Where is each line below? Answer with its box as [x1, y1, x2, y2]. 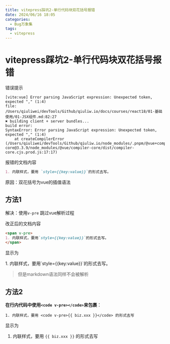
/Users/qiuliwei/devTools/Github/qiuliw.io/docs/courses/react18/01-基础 [5, 109, 163, 114]
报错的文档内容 [5, 159, 36, 165]
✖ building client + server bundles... [5, 118, 90, 124]
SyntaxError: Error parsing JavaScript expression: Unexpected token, [5, 127, 157, 133]
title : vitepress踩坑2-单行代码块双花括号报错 [5, 7, 95, 13]
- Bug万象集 [10, 21, 33, 27]
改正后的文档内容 [5, 221, 41, 227]
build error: [5, 123, 33, 128]
